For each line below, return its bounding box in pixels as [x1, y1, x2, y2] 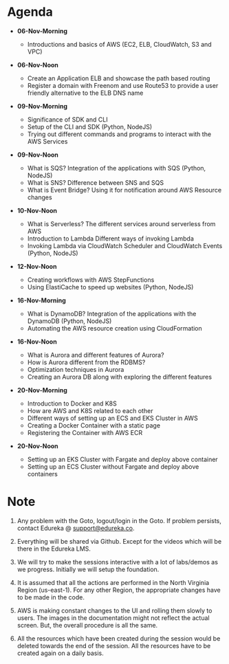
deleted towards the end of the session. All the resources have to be [17, 641, 211, 650]
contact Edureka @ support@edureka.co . [17, 524, 135, 532]
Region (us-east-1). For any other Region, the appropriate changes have [17, 586, 221, 594]
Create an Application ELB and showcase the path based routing [27, 74, 210, 82]
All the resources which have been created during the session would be [17, 634, 221, 643]
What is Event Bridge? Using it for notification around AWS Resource [27, 186, 222, 194]
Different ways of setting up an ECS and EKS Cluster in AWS [27, 414, 198, 422]
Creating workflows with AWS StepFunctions [27, 276, 155, 284]
